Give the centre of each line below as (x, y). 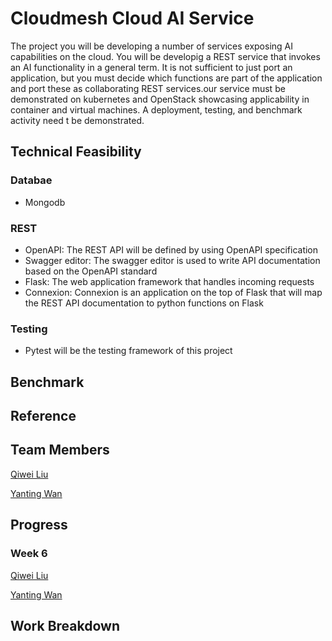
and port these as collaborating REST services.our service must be (148, 88)
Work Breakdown (65, 625)
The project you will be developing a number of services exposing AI (151, 46)
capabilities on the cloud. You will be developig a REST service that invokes (165, 56)
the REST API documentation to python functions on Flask (144, 303)
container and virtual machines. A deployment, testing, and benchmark (156, 109)
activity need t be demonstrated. (77, 120)
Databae (31, 180)
